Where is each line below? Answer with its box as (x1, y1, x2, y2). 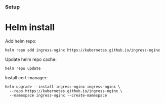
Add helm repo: (5, 38, 37, 44)
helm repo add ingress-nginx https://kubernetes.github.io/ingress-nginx (5, 48, 161, 52)
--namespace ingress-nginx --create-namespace (9, 93, 107, 98)
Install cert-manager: (5, 74, 48, 80)
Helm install (5, 22, 55, 33)
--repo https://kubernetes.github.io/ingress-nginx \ (9, 88, 123, 94)
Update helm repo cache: (5, 56, 57, 62)
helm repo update (5, 66, 41, 71)
